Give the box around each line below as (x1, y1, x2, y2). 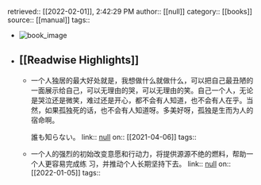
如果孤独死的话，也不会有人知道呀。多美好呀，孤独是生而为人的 (44, 105, 254, 114)
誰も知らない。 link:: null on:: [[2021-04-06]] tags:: (30, 132, 198, 141)
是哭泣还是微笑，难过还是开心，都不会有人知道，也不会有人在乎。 (30, 95, 247, 105)
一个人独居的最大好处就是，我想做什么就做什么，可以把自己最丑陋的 (30, 75, 254, 85)
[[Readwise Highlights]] (18, 53, 140, 67)
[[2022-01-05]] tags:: (30, 168, 101, 177)
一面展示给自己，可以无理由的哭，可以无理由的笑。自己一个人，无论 (30, 85, 254, 94)
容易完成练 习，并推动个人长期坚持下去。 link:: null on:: (52, 159, 232, 168)
